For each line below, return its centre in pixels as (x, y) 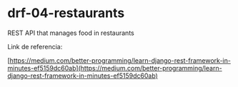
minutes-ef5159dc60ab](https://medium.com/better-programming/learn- (115, 68)
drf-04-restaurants (66, 13)
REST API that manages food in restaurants (71, 33)
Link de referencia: (35, 46)
